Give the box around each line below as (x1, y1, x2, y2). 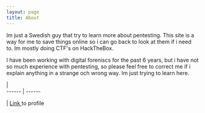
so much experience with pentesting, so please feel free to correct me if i (6, 62, 191, 70)
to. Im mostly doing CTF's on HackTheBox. (6, 44, 114, 52)
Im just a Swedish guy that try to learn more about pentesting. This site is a (6, 31, 195, 38)
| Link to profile (6, 99, 45, 107)
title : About (6, 15, 40, 21)
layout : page (6, 9, 40, 15)
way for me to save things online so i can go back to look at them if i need (6, 38, 192, 45)
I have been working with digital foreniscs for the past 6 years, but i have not (6, 56, 199, 64)
